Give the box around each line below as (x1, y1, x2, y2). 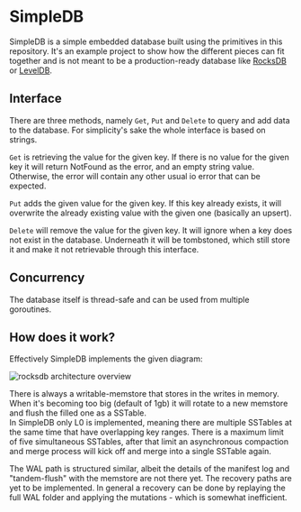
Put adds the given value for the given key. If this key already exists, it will (9, 197, 281, 208)
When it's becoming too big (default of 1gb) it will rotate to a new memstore (9, 398, 288, 409)
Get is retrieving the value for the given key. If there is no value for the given (9, 151, 289, 162)
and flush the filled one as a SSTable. (9, 407, 146, 418)
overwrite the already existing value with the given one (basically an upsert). (9, 207, 292, 218)
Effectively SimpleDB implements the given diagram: (9, 353, 203, 364)
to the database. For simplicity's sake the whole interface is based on (9, 124, 267, 135)
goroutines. (9, 304, 52, 315)
